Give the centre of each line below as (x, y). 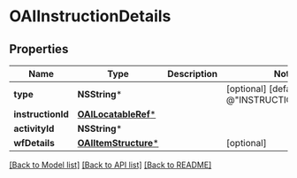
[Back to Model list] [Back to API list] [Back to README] (110, 165)
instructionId (41, 114)
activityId (34, 128)
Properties (39, 49)
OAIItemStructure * (118, 143)
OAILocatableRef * (117, 114)
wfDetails (34, 143)
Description (193, 74)
